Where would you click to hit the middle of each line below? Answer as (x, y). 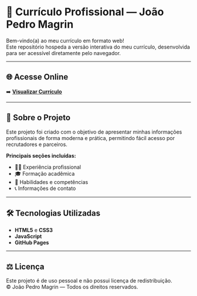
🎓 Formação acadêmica (45, 173)
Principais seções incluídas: (41, 155)
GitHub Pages (32, 243)
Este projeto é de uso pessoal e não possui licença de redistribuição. (89, 281)
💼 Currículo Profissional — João (85, 12)
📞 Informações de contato (45, 188)
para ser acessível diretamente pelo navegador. (64, 53)
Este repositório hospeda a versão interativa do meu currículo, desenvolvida (98, 47)
